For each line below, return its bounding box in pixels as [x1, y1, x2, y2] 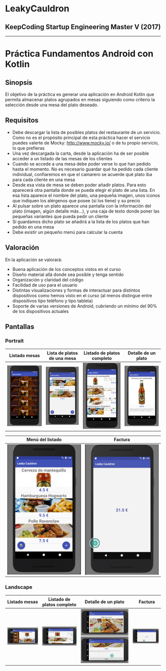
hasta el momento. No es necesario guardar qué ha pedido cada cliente [12, 166, 158, 172]
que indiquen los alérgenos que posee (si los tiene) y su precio [12, 197, 140, 203]
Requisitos [5, 116, 39, 125]
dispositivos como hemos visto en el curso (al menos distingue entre [12, 292, 152, 298]
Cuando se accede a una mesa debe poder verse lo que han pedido [12, 161, 151, 167]
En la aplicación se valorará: [5, 257, 63, 263]
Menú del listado [26, 437, 62, 443]
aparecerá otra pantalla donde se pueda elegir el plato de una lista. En [12, 187, 155, 193]
